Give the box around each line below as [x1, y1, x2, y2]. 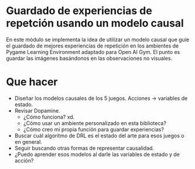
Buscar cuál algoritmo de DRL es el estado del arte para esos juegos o [14, 132, 184, 139]
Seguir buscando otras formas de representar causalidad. [14, 144, 154, 151]
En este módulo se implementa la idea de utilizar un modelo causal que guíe [6, 36, 189, 43]
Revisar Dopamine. [14, 107, 60, 114]
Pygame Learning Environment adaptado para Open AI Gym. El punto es [6, 48, 180, 55]
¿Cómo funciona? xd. [23, 113, 75, 120]
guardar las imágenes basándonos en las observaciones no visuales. [6, 55, 173, 62]
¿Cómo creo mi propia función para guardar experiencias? [23, 126, 164, 133]
